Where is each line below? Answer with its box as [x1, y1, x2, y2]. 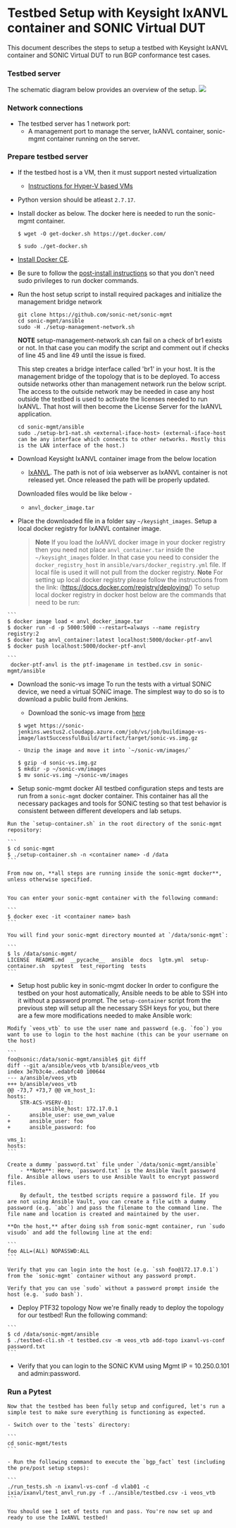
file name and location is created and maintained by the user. [7, 1211, 200, 1218]
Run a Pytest [7, 1387, 51, 1396]
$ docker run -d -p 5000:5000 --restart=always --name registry [7, 624, 200, 631]
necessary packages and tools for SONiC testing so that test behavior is [17, 799, 227, 807]
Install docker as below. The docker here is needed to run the [17, 209, 196, 217]
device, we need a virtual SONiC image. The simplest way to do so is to [17, 687, 225, 696]
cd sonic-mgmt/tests [7, 1440, 68, 1447]
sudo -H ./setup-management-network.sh [17, 323, 135, 330]
